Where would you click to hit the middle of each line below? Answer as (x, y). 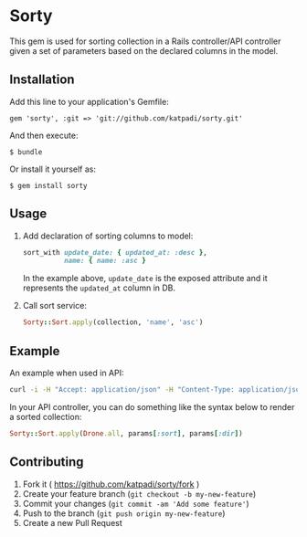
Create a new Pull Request (73, 522)
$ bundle (26, 152)
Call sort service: (54, 306)
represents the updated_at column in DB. (99, 288)
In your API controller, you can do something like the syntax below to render (152, 406)
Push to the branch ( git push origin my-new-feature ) (124, 513)
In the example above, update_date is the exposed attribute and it (145, 279)
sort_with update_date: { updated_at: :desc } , (115, 252)
